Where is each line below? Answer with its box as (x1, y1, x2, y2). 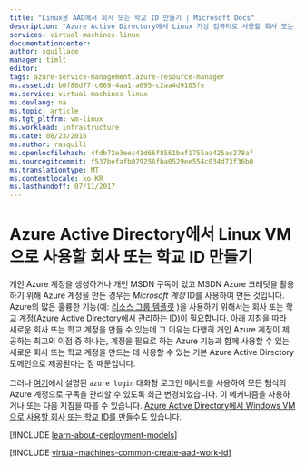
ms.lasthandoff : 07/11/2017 (9, 183, 116, 192)
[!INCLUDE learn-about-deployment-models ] (9, 430, 178, 441)
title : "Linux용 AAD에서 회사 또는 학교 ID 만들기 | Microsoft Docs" (9, 13, 255, 23)
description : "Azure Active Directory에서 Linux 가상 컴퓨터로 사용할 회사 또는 (9, 22, 294, 31)
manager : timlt (9, 55, 67, 64)
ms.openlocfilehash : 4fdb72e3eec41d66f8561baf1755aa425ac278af (9, 148, 254, 157)
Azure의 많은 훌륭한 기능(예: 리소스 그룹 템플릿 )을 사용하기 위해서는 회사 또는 (9, 302, 284, 312)
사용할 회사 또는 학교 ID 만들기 (42, 247, 253, 268)
